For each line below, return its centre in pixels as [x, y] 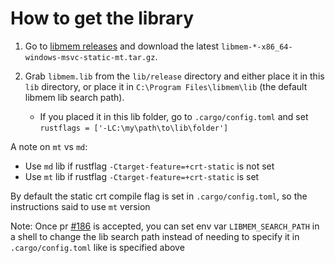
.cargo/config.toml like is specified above [97, 247]
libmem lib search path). [74, 97]
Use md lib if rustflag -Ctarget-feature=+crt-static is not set [149, 166]
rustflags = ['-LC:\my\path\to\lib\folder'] [134, 128]
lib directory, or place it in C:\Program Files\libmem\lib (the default [166, 86]
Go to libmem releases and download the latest [122, 46]
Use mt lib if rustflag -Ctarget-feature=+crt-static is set [142, 176]
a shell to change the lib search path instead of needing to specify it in [155, 236]
